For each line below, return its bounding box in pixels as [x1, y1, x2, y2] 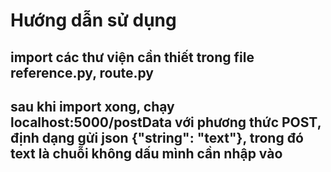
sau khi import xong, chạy [10, 98, 175, 115]
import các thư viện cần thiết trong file [10, 49, 255, 66]
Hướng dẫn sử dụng [10, 9, 177, 32]
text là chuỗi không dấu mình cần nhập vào [10, 145, 283, 162]
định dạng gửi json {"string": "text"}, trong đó [10, 129, 304, 146]
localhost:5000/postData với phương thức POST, [10, 114, 322, 131]
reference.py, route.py [10, 64, 155, 81]
